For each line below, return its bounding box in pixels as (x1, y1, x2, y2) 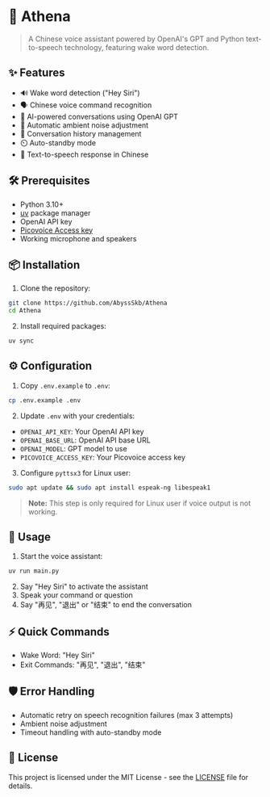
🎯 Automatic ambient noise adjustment (19, 120, 149, 130)
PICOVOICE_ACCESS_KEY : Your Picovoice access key (19, 452, 186, 462)
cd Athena (8, 307, 42, 315)
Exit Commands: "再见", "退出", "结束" (19, 660, 146, 669)
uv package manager (19, 208, 91, 217)
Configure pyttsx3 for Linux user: (19, 468, 131, 477)
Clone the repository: (19, 283, 91, 293)
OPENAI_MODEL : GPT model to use (19, 443, 127, 453)
